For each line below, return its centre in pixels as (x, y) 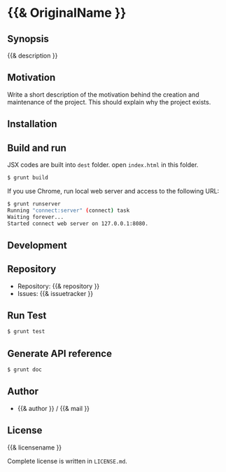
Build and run (37, 148)
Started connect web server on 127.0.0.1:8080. (78, 223)
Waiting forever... (36, 217)
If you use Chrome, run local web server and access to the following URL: (113, 191)
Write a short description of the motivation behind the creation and (103, 94)
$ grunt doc (24, 370)
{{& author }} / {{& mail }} (53, 408)
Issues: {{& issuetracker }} (55, 293)
